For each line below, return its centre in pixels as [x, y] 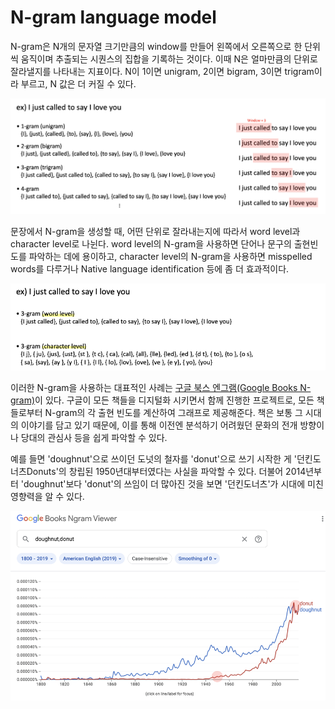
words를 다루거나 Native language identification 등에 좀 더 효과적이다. [150, 268]
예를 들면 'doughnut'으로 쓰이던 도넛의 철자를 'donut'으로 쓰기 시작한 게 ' [153, 458]
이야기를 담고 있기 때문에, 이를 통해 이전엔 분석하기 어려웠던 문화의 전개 [159, 425]
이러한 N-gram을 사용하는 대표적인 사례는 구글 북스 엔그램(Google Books [154, 387]
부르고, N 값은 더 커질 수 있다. [78, 83]
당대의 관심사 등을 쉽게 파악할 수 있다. [94, 437]
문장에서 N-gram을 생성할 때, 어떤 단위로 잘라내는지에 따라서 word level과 [155, 231]
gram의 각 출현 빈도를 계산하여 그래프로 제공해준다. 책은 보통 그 [179, 412]
